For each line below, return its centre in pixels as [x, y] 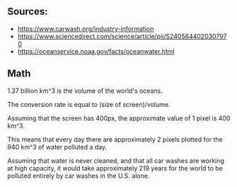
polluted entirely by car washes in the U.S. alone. [79, 176]
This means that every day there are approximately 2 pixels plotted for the [115, 139]
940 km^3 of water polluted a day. [57, 147]
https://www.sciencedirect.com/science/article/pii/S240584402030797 [122, 36]
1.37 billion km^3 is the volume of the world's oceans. [85, 91]
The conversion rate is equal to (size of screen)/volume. [89, 104]
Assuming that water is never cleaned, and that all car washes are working [116, 160]
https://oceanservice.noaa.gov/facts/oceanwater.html [96, 51]
